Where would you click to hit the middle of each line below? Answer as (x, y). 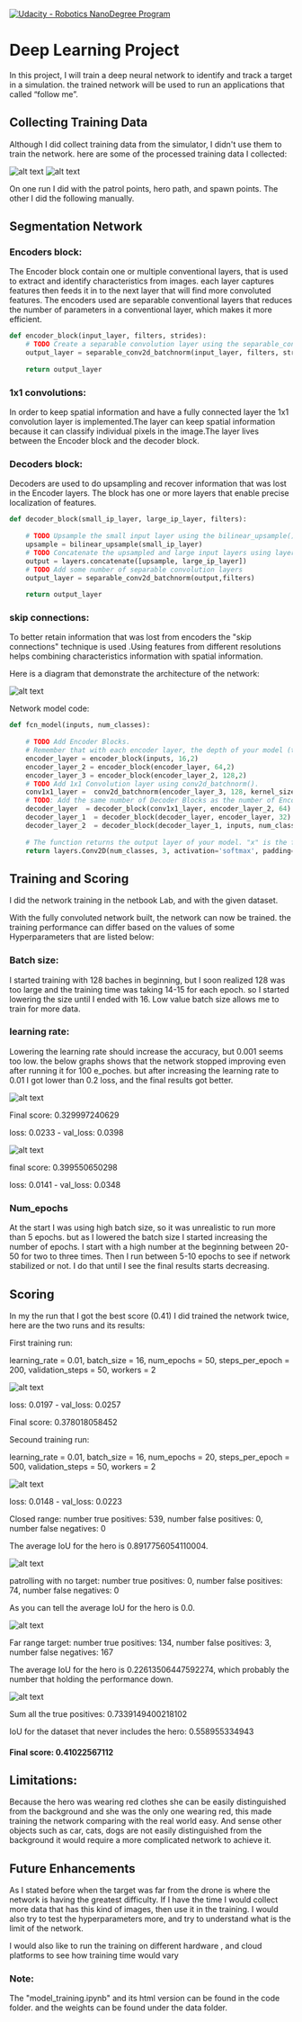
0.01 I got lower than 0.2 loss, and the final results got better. (121, 1080)
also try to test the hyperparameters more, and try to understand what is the (150, 1919)
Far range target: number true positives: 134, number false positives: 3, (141, 1642)
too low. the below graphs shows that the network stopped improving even (147, 1061)
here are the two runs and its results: (77, 1325)
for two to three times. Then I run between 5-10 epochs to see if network (155, 1256)
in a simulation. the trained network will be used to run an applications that (147, 85)
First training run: (41, 1343)
